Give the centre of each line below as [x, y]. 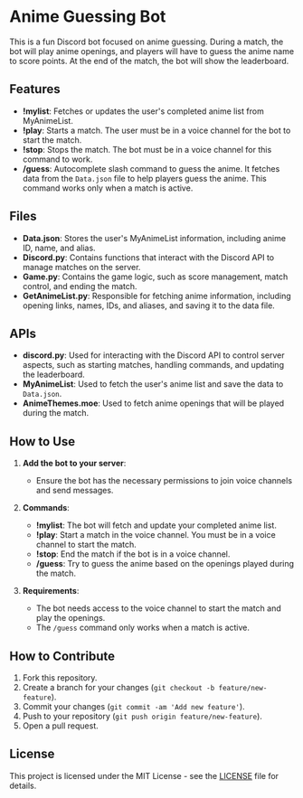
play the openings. [71, 618]
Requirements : [51, 591]
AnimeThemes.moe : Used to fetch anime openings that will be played [153, 403]
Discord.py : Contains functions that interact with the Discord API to [148, 257]
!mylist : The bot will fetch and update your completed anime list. [156, 525]
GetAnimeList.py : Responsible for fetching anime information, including [156, 296]
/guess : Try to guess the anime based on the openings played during [165, 564]
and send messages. [75, 491]
